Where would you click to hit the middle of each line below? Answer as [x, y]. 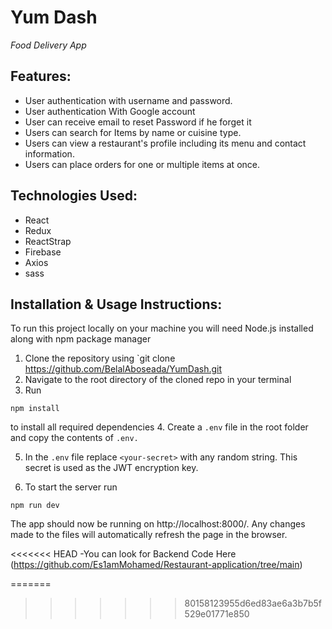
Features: [41, 76]
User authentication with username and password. [128, 100]
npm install [35, 409]
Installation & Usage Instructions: [116, 304]
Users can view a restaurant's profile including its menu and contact [165, 143]
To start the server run [71, 487]
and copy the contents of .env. [74, 438]
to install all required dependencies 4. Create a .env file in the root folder [159, 427]
